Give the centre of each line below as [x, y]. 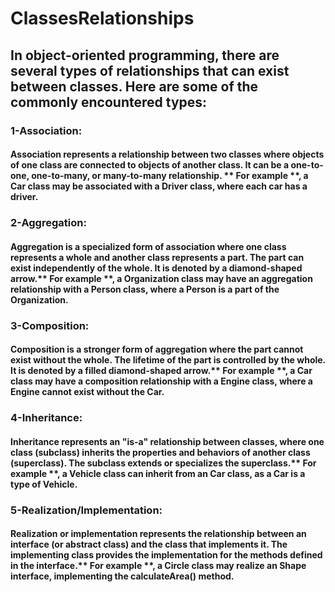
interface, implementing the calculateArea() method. [122, 576]
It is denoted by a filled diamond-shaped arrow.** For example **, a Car [161, 371]
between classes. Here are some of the [134, 86]
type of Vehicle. [44, 484]
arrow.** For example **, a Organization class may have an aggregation [161, 278]
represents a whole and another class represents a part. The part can [157, 257]
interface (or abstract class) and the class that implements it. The [149, 544]
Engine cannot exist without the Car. [87, 392]
